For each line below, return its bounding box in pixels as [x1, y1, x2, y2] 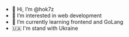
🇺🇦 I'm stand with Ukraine [11, 24, 79, 32]
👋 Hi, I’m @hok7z [11, 6, 54, 13]
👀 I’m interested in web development [11, 12, 102, 19]
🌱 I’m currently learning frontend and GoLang [11, 18, 124, 25]
